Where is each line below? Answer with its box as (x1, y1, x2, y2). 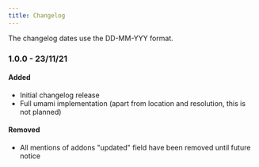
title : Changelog (8, 11, 66, 20)
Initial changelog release (19, 90, 101, 100)
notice (19, 151, 41, 161)
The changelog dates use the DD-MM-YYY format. (8, 33, 174, 43)
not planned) (19, 107, 62, 116)
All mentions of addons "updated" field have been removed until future (19, 142, 251, 152)
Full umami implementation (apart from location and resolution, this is (19, 98, 246, 108)
